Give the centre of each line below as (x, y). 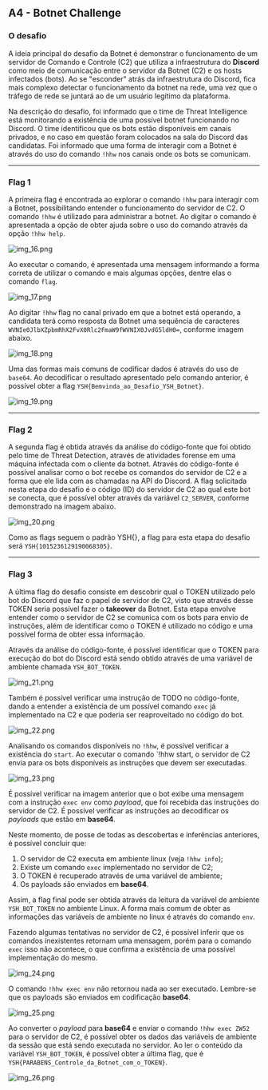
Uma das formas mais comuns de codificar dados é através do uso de (124, 369)
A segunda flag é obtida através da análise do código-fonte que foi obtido (130, 447)
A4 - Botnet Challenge (65, 13)
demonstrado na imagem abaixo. (62, 506)
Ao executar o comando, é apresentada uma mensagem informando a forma (134, 264)
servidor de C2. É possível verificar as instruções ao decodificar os (118, 810)
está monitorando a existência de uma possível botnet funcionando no (124, 120)
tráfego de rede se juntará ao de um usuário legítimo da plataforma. (120, 96)
